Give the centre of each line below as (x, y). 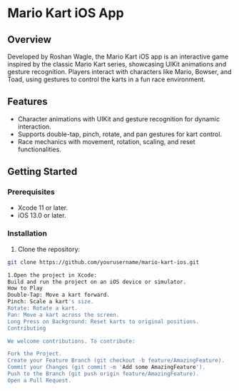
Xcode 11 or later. (43, 208)
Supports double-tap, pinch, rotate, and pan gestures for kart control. (120, 134)
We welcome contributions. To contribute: (71, 341)
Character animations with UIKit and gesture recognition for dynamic (118, 118)
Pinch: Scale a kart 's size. (51, 302)
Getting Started (42, 172)
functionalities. (40, 149)
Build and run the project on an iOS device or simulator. (97, 282)
